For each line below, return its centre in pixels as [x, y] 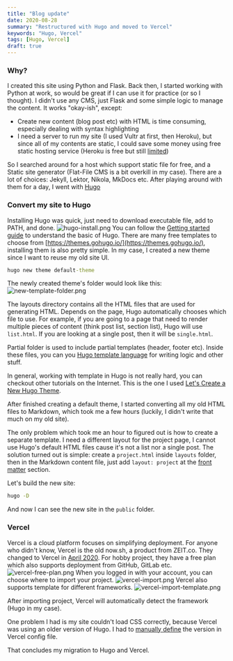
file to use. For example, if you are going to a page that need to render [107, 319]
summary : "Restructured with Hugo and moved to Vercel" [90, 27]
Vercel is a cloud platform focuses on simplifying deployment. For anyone [112, 542]
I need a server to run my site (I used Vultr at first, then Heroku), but [114, 136]
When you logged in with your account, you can [144, 572]
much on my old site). [38, 419]
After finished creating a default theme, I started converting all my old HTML [116, 404]
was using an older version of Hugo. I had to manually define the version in [114, 629]
